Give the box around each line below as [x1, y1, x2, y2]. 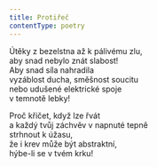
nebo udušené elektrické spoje [9, 83, 122, 94]
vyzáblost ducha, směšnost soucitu [9, 74, 139, 84]
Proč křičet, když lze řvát [9, 110, 100, 121]
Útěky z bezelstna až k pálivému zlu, [9, 45, 144, 56]
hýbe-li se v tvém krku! [9, 147, 94, 158]
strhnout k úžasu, [9, 129, 74, 139]
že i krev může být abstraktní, [9, 139, 117, 149]
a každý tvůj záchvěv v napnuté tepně [9, 119, 148, 130]
